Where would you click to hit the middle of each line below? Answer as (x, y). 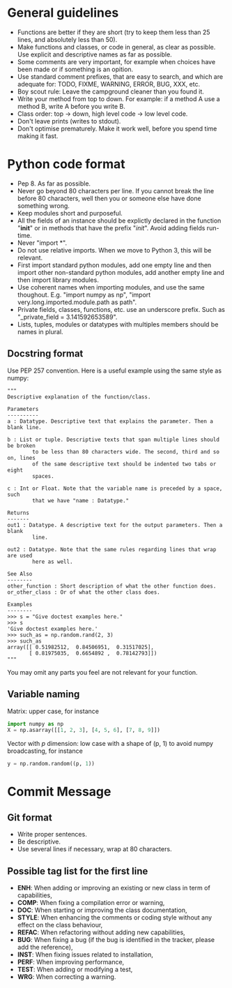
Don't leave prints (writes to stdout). (69, 121)
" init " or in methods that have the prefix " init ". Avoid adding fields (111, 227)
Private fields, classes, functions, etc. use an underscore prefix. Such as (121, 309)
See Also (20, 574)
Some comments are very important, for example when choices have (116, 61)
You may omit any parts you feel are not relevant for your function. (102, 672)
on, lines (22, 458)
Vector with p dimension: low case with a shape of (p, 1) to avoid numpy (110, 744)
